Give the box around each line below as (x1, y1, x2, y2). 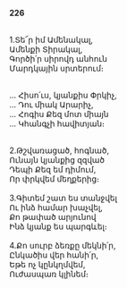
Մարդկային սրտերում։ (9, 63, 105, 73)
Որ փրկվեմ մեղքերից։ (9, 174, 100, 184)
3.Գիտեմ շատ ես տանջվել (9, 192, 118, 203)
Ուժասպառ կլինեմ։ (9, 268, 89, 279)
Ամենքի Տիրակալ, (9, 44, 83, 55)
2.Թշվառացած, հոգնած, (9, 145, 110, 156)
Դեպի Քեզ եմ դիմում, (9, 165, 97, 174)
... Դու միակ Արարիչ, (9, 99, 94, 110)
